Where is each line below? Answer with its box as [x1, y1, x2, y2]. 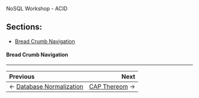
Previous [9, 73, 35, 81]
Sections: [6, 22, 43, 32]
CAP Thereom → [89, 83, 136, 91]
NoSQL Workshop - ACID [6, 5, 68, 12]
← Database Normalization [9, 83, 84, 91]
